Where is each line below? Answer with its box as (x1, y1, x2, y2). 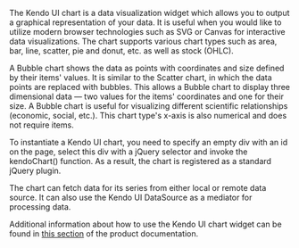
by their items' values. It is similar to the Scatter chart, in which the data (9, 72, 272, 83)
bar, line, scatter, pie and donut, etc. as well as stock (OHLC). (9, 45, 234, 56)
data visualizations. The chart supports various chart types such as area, (9, 36, 278, 46)
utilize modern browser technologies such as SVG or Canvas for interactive (9, 27, 286, 37)
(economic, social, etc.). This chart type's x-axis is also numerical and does (9, 111, 287, 120)
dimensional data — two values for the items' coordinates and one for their (9, 91, 284, 102)
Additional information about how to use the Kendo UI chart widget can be (9, 219, 283, 229)
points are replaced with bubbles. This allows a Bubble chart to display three (9, 82, 291, 92)
